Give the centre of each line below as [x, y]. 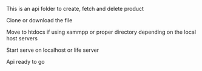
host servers [22, 38]
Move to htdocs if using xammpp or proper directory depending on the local [101, 32]
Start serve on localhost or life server [52, 50]
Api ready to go [25, 62]
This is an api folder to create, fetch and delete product [75, 9]
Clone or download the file [39, 20]
